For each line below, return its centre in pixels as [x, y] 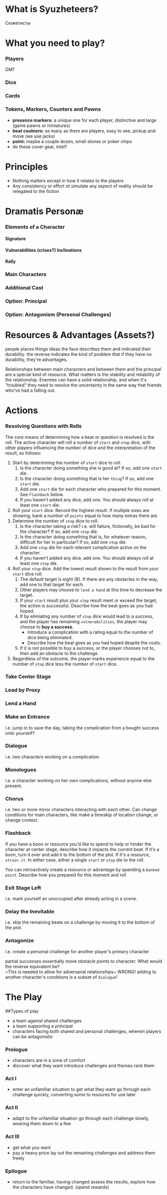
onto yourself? [20, 733]
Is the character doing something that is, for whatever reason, [83, 536]
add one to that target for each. [52, 584]
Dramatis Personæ [44, 211]
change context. [22, 820]
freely [18, 1158]
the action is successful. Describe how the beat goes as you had [86, 605]
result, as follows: [23, 453]
